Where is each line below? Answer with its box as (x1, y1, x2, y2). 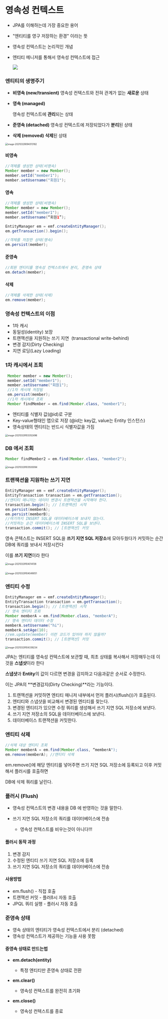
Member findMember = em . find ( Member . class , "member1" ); (7, 401, 127, 406)
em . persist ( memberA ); (5, 507, 51, 512)
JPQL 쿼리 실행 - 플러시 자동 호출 (12, 900, 78, 906)
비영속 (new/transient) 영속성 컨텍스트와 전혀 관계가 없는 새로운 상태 (12, 90, 149, 96)
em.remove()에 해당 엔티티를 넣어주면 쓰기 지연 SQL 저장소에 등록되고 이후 (5, 762, 153, 768)
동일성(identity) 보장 (12, 329, 53, 335)
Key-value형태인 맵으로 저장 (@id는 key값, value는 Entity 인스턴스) (12, 417, 145, 423)
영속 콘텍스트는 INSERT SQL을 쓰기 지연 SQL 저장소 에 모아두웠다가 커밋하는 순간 (5, 535, 163, 541)
